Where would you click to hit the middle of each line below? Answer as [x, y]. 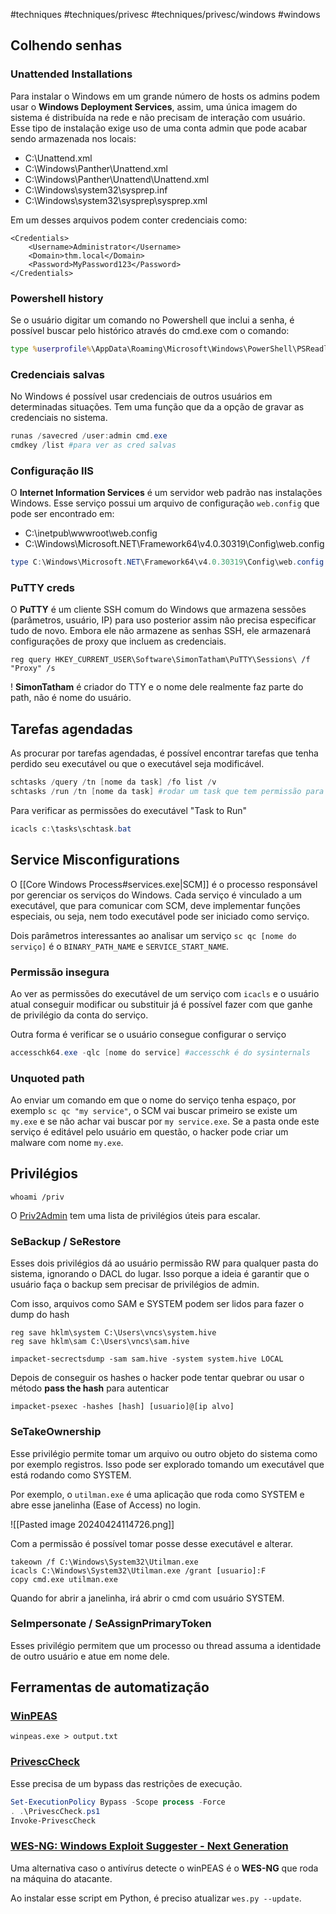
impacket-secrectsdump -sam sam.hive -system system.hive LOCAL [147, 1359]
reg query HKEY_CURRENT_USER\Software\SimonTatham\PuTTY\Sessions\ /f [160, 660]
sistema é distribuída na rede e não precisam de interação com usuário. [158, 117]
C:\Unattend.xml [58, 158]
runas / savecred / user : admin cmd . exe [89, 436]
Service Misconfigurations [95, 860]
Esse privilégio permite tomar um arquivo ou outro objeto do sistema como [164, 1453]
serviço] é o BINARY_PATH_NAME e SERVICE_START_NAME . [120, 946]
